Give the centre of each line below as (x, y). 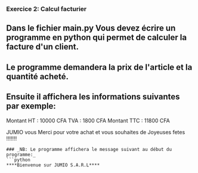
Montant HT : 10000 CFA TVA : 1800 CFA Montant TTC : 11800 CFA (88, 121)
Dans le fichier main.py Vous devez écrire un (91, 28)
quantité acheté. (38, 76)
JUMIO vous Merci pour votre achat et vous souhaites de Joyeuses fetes (96, 132)
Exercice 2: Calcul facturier (47, 9)
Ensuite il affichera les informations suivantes (93, 97)
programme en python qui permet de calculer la (96, 38)
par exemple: (31, 106)
